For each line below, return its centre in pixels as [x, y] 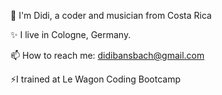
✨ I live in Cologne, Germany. [71, 34]
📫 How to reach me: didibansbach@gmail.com [107, 55]
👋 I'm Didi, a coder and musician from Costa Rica [111, 15]
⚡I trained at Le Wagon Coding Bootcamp [95, 79]
